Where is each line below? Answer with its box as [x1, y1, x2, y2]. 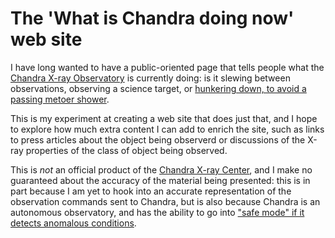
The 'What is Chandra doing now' [10, 7, 295, 30]
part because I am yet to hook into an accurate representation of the [10, 185, 292, 197]
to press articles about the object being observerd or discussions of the [10, 133, 306, 146]
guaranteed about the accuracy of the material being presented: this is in [10, 174, 311, 186]
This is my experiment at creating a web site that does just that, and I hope [10, 112, 318, 124]
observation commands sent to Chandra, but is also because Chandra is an [10, 195, 321, 207]
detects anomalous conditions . [10, 217, 137, 229]
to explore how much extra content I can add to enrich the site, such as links [10, 123, 325, 135]
